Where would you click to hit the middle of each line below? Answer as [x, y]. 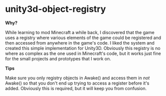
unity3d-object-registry [55, 9]
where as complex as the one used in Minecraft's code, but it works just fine [83, 53]
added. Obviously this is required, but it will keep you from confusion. [76, 88]
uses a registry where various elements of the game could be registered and [83, 38]
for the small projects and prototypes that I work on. [58, 58]
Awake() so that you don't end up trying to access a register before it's [77, 83]
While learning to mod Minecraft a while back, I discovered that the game [80, 32]
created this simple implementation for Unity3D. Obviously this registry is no [83, 48]
